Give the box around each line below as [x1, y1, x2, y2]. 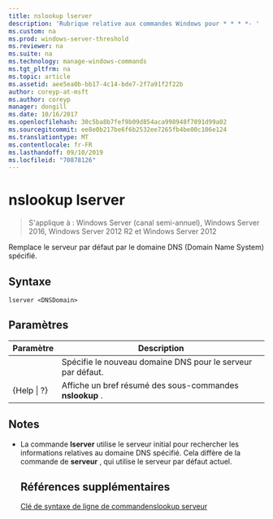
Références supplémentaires [19, 480, 171, 494]
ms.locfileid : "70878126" [8, 156, 96, 164]
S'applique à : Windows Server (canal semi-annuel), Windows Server [28, 218, 260, 228]
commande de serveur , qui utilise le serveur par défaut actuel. [19, 456, 233, 466]
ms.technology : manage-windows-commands [8, 58, 148, 66]
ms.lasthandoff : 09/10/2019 [8, 148, 104, 156]
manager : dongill [8, 103, 67, 111]
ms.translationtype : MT [8, 133, 89, 141]
